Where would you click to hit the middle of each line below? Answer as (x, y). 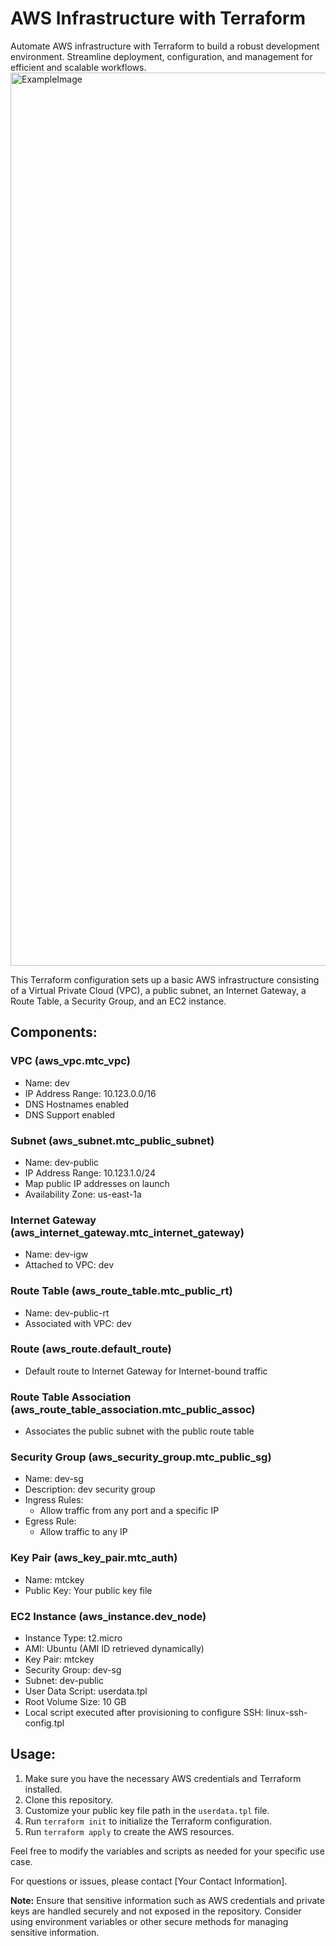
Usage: (33, 1754)
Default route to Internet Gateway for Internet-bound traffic (146, 1371)
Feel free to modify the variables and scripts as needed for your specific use (167, 1851)
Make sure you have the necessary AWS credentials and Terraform (163, 1778)
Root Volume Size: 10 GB (75, 1701)
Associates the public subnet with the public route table (139, 1431)
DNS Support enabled (70, 1114)
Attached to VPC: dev (69, 1265)
